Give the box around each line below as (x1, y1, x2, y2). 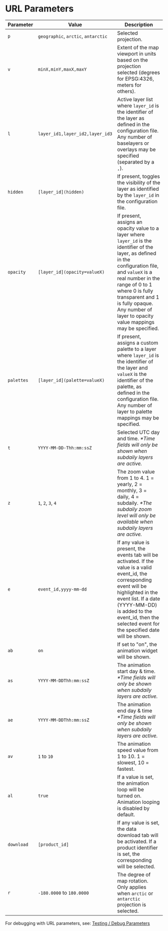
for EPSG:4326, (117, 75, 154, 82)
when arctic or (117, 889, 153, 896)
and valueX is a (117, 268, 152, 275)
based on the (117, 56, 148, 63)
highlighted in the (117, 589, 158, 596)
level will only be (117, 512, 156, 519)
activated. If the (117, 558, 154, 565)
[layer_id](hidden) (37, 189, 84, 195)
